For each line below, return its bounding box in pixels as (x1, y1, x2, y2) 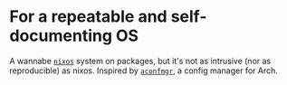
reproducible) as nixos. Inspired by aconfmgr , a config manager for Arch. (9, 65, 278, 76)
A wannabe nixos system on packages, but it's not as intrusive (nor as (9, 55, 272, 66)
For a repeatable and (9, 6, 167, 27)
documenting (9, 25, 113, 46)
